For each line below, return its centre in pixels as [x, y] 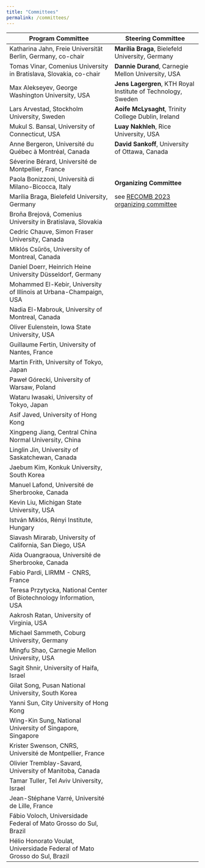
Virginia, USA [28, 623]
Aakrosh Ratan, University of [50, 615]
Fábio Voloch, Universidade [49, 816]
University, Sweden [37, 117]
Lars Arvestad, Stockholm [46, 109]
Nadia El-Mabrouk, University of [56, 309]
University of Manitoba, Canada [55, 770]
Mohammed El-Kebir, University [56, 284]
